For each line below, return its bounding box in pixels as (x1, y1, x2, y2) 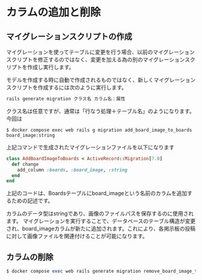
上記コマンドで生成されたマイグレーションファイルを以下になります (6, 143, 175, 151)
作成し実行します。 (26, 64, 75, 70)
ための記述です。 (11, 197, 54, 205)
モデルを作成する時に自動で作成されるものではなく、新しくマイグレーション (6, 76, 196, 83)
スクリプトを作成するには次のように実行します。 (6, 84, 127, 91)
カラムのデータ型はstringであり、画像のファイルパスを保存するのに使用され (6, 210, 194, 217)
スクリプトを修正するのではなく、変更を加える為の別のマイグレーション (6, 56, 185, 63)
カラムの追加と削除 (6, 5, 101, 19)
